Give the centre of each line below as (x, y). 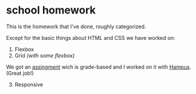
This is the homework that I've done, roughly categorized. (76, 26)
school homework (51, 10)
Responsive (29, 84)
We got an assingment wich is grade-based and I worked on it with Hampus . (99, 67)
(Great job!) (20, 73)
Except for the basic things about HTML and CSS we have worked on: (91, 38)
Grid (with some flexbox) (44, 55)
